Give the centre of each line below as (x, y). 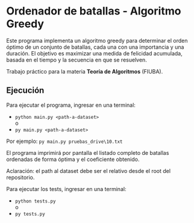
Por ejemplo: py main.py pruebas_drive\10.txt (64, 141)
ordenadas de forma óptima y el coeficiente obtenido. (73, 159)
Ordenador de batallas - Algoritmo (94, 11)
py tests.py (30, 214)
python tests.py (35, 201)
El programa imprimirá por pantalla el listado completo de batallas (88, 152)
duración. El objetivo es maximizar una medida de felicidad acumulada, (94, 53)
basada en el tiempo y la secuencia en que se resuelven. (77, 60)
